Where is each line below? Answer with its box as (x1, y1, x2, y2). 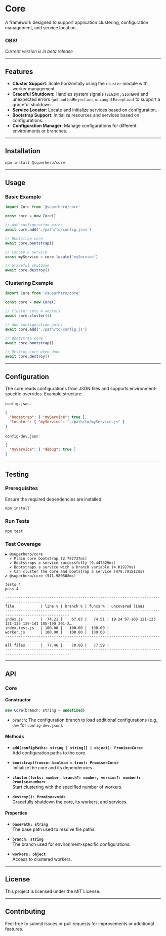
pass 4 (5, 586, 19, 592)
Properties (5, 810, 28, 816)
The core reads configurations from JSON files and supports (5, 385, 128, 392)
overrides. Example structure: (22, 391, 83, 397)
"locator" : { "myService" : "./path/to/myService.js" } (9, 419, 125, 424)
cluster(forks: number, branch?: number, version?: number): (12, 775, 141, 780)
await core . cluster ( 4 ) (5, 313, 52, 318)
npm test (5, 529, 23, 534)
